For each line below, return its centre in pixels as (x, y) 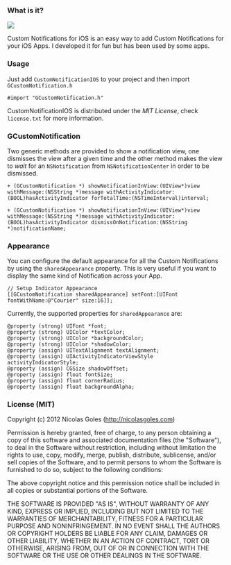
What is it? (25, 10)
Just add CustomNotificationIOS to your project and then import (99, 79)
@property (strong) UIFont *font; (57, 326)
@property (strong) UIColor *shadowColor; (69, 345)
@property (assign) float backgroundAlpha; (71, 387)
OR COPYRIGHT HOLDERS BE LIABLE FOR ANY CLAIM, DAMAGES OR (108, 534)
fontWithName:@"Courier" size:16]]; (60, 301)
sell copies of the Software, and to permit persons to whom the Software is (114, 462)
